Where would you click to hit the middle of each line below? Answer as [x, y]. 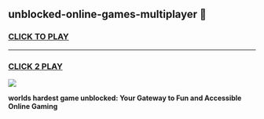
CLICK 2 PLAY [35, 66]
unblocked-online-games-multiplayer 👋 [107, 14]
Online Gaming [33, 106]
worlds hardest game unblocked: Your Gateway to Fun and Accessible [125, 98]
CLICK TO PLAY [38, 37]
